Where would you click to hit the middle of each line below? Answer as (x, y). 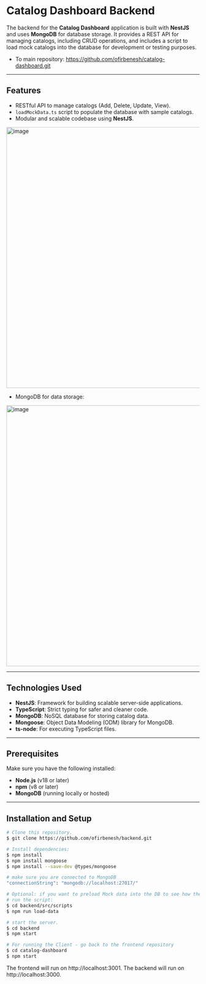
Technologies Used (44, 688)
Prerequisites (32, 754)
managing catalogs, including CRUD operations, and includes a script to (97, 40)
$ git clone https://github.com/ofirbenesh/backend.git (79, 838)
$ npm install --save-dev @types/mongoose (61, 866)
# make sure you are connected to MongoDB (61, 877)
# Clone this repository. (39, 833)
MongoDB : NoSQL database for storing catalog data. (82, 715)
